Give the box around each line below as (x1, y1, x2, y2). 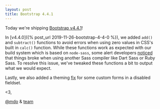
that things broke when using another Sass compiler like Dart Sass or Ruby (5, 55, 155, 61)
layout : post (5, 7, 32, 12)
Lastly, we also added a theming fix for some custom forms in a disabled (5, 75, 151, 80)
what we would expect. (5, 65, 52, 71)
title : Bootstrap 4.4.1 (5, 12, 54, 16)
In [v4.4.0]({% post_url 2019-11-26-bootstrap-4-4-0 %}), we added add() (5, 34, 153, 40)
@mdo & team (5, 98, 34, 104)
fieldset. (5, 79, 21, 85)
